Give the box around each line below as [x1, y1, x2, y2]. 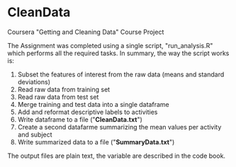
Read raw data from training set [17, 85, 111, 93]
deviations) [17, 77, 51, 86]
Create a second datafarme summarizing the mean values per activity [17, 122, 222, 131]
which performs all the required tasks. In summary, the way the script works [7, 49, 230, 57]
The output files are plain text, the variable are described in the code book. [7, 151, 225, 160]
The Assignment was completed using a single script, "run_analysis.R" [7, 41, 213, 50]
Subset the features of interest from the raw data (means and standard [17, 70, 225, 79]
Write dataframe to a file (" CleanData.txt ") [17, 115, 143, 124]
